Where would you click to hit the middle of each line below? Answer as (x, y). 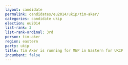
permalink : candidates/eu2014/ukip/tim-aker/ (52, 14)
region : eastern (21, 42)
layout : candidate (24, 10)
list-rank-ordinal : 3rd (29, 32)
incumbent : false (23, 55)
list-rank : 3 (18, 28)
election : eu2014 (23, 23)
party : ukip (17, 46)
